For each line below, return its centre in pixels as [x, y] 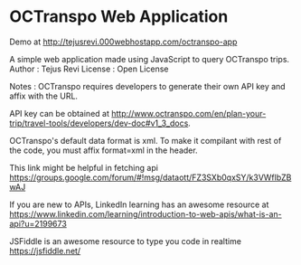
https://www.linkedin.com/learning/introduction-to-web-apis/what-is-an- [146, 213]
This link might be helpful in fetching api [84, 167]
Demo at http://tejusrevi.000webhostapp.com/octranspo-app [123, 42]
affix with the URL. [44, 96]
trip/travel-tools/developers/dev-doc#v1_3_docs [99, 123]
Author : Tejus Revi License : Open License [89, 69]
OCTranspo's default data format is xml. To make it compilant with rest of [146, 140]
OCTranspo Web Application [119, 17]
